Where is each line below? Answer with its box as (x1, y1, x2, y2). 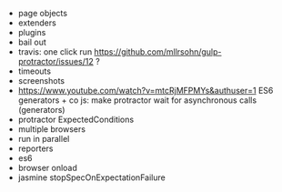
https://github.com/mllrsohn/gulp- (94, 46, 222, 57)
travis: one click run (17, 46, 93, 57)
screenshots (17, 76, 65, 86)
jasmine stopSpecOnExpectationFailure (17, 172, 166, 183)
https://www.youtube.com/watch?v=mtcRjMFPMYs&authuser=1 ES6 (17, 86, 274, 96)
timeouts (17, 66, 52, 76)
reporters (17, 143, 54, 154)
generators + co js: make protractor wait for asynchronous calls (17, 95, 257, 106)
